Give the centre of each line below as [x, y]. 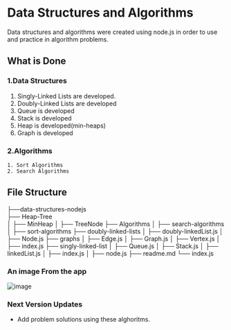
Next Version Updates [45, 304]
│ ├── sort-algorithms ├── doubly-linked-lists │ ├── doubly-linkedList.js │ [115, 231]
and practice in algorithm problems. [58, 39]
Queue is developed [46, 111]
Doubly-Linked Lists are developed [67, 103]
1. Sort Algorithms [35, 165]
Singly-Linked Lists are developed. [66, 96]
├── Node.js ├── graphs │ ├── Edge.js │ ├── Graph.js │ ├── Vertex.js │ [114, 238]
